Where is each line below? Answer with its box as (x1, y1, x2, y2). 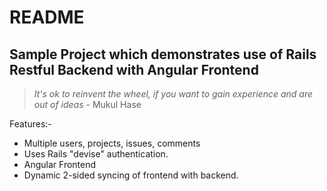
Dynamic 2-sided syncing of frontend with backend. (23, 169, 239, 181)
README (9, 6, 85, 29)
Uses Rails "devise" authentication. (23, 148, 169, 160)
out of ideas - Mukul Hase (33, 99, 142, 110)
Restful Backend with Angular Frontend (9, 61, 259, 78)
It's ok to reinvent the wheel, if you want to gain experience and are (33, 88, 314, 100)
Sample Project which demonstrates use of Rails (9, 46, 317, 63)
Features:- (9, 118, 52, 130)
